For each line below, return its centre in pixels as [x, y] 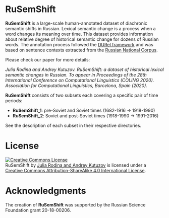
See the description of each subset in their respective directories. [73, 125]
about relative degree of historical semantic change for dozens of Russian [82, 39]
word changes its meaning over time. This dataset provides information [79, 34]
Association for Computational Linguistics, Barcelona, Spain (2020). [76, 85]
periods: [14, 100]
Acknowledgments [46, 191]
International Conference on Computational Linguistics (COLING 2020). [80, 80]
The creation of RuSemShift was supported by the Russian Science [75, 204]
